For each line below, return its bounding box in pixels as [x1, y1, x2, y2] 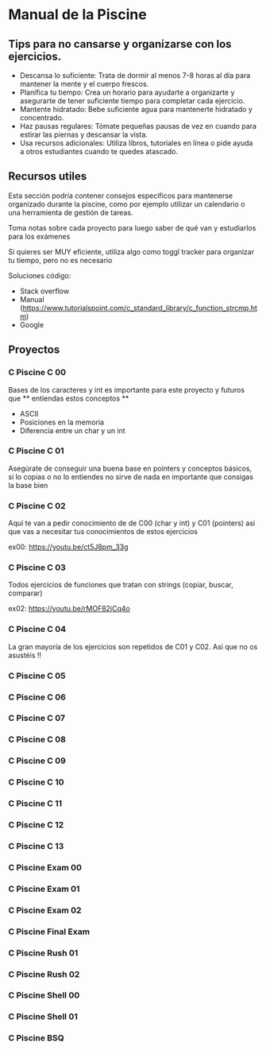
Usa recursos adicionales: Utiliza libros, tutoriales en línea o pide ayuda [19, 138, 253, 148]
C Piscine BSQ [8, 1033, 65, 1044]
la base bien [8, 480, 48, 490]
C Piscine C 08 [8, 734, 66, 745]
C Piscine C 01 [8, 445, 65, 456]
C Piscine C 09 [8, 755, 66, 766]
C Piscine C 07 [8, 713, 66, 724]
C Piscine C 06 [8, 692, 66, 703]
